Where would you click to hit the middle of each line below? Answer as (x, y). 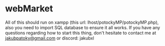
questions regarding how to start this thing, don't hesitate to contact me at (81, 33)
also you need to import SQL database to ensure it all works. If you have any (83, 27)
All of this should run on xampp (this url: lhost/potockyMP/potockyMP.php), (82, 22)
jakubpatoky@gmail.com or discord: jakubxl (50, 38)
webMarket (29, 9)
